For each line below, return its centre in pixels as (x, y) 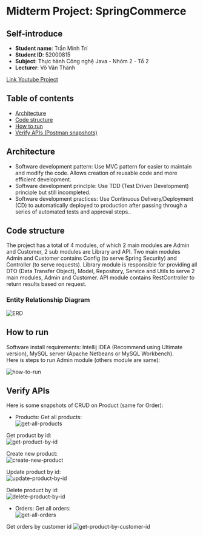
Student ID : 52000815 (43, 55)
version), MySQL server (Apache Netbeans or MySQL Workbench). (90, 353)
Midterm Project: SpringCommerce (96, 11)
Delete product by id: (32, 490)
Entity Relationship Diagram (48, 300)
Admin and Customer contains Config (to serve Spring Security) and (92, 258)
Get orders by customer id (39, 527)
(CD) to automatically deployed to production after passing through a (101, 205)
